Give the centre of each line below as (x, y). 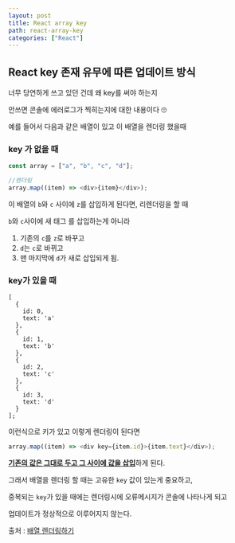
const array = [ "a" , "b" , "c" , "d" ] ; (71, 166)
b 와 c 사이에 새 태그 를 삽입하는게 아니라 (69, 221)
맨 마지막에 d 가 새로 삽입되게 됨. (69, 258)
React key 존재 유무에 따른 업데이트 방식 (102, 72)
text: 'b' (39, 346)
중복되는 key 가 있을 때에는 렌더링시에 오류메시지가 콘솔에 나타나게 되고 (118, 497)
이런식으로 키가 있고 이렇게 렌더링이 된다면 (74, 432)
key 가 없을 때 (33, 149)
